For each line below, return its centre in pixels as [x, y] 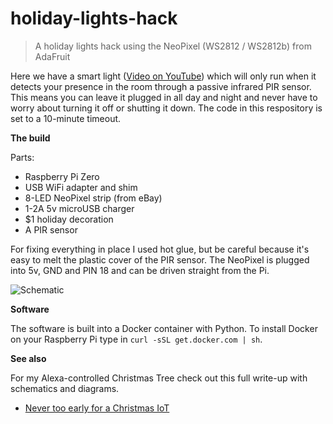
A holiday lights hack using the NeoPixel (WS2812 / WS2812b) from [173, 46]
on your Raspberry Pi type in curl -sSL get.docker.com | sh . [136, 339]
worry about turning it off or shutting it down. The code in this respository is [166, 108]
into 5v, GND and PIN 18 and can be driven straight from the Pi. [140, 270]
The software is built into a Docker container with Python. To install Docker [164, 328]
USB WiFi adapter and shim [81, 187]
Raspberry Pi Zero [62, 176]
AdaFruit [52, 56]
